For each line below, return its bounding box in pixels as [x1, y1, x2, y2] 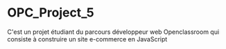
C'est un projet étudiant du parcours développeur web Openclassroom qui [7, 28, 220, 36]
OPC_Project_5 [7, 5, 95, 21]
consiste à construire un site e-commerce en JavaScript [7, 35, 168, 43]
